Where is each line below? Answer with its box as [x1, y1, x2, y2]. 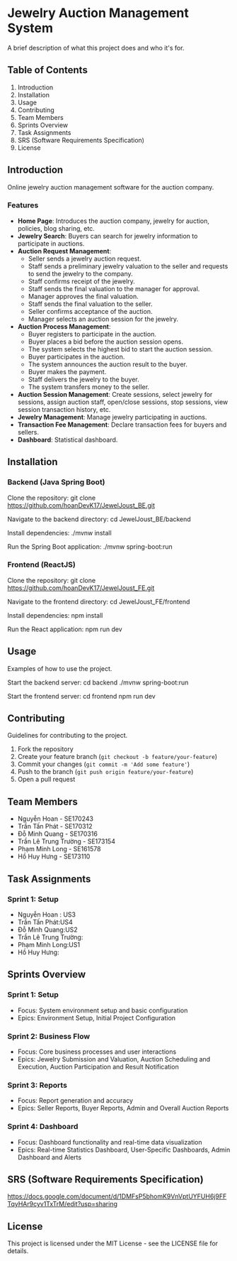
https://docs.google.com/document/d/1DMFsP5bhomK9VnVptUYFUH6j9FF [7, 1192, 227, 1201]
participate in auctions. [17, 239, 85, 248]
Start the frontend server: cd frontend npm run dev [7, 692, 156, 700]
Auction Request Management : [17, 246, 112, 255]
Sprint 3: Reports [7, 1080, 67, 1090]
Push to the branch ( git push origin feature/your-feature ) [17, 768, 194, 776]
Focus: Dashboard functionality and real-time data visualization [17, 1137, 203, 1146]
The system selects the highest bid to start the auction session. [28, 344, 214, 353]
